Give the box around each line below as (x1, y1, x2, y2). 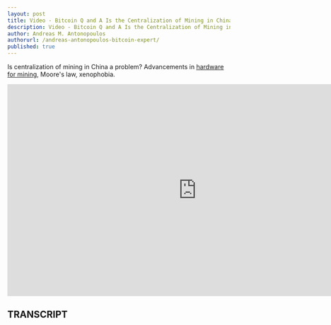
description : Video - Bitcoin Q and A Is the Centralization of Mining (7, 23, 223, 30)
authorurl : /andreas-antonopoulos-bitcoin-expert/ (7, 37, 160, 44)
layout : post (7, 10, 46, 18)
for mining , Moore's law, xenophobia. (7, 70, 115, 78)
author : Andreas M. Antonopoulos (7, 30, 106, 37)
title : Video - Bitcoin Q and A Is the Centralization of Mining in (7, 17, 214, 24)
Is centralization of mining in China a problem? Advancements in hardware (7, 63, 224, 71)
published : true (7, 43, 55, 50)
